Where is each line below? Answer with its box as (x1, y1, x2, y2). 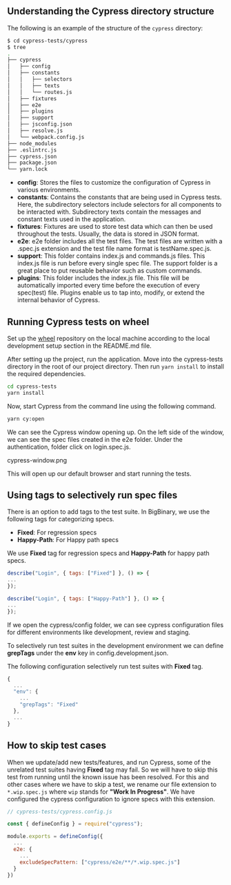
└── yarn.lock (7, 166, 48, 173)
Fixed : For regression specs (17, 528, 97, 537)
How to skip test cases (7, 740, 107, 752)
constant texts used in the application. (17, 215, 126, 223)
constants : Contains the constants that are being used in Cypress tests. (17, 193, 222, 201)
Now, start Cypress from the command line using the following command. (7, 402, 217, 410)
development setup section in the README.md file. (7, 342, 152, 350)
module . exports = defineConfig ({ (7, 833, 103, 840)
